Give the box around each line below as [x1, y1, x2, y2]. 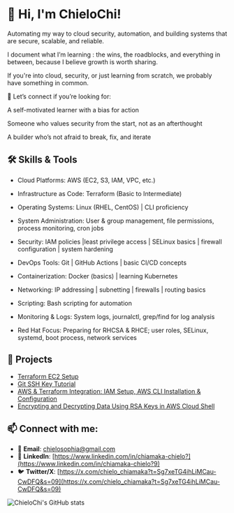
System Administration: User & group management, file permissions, [17, 216, 214, 225]
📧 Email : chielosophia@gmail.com [17, 445, 116, 453]
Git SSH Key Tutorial [17, 380, 76, 388]
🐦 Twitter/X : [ [17, 468, 60, 476]
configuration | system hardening [17, 244, 114, 253]
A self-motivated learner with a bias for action [7, 105, 140, 114]
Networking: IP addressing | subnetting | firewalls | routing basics [17, 285, 206, 294]
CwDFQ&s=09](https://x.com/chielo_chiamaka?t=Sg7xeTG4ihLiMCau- [17, 477, 220, 486]
